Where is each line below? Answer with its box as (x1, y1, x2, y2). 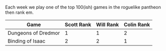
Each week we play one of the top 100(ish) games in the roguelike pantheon (5, 4, 161, 10)
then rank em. (5, 9, 34, 15)
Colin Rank (124, 21, 151, 28)
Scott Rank (64, 21, 91, 28)
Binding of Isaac (7, 38, 46, 44)
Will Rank (96, 21, 119, 28)
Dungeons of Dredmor (7, 30, 60, 36)
